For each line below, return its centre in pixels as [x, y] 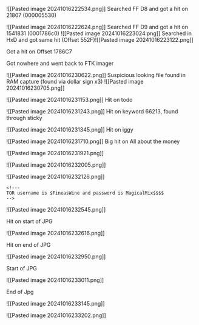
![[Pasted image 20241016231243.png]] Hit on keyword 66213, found [92, 111]
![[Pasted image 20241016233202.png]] [56, 315]
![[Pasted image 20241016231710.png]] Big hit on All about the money [93, 141]
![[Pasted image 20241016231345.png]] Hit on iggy [70, 129]
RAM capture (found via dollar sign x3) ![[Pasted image [75, 82]
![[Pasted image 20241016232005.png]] [56, 165]
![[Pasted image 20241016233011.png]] [55, 280]
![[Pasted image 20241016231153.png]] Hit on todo [69, 100]
